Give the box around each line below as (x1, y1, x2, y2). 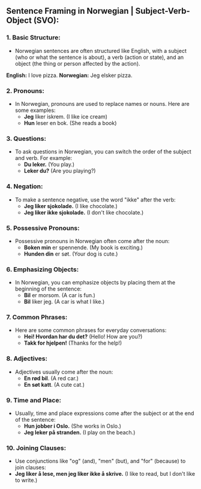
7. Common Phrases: (6, 313, 68, 322)
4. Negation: (6, 182, 43, 191)
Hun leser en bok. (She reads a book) (23, 119, 117, 126)
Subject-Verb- (135, 6, 190, 16)
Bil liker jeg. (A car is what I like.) (23, 298, 105, 306)
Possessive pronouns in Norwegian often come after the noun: (14, 237, 170, 244)
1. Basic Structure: (6, 34, 61, 42)
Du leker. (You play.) (23, 161, 75, 168)
